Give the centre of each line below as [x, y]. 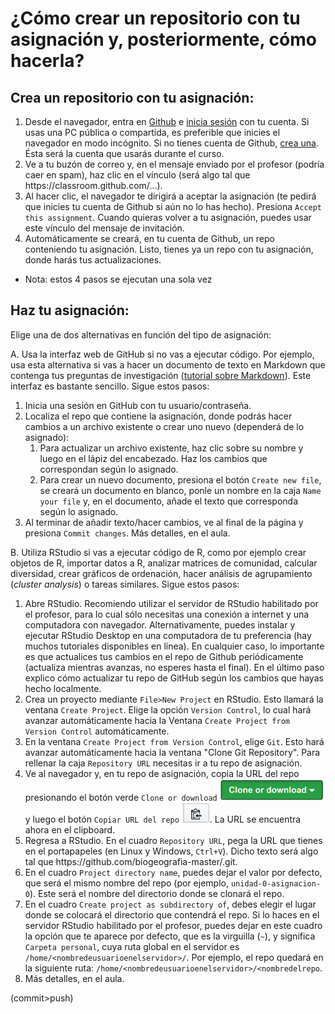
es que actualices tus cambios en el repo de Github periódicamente [164, 656]
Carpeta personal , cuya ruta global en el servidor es [132, 946]
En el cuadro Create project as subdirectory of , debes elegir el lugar [170, 904]
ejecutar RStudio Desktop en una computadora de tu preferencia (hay [168, 635]
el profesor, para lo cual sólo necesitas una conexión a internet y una [167, 614]
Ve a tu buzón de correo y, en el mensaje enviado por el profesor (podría [174, 164]
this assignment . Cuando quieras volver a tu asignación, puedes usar [168, 217]
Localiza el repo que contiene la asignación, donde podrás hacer [158, 416]
